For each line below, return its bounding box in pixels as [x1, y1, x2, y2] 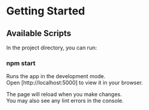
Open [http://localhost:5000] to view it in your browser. [6, 79, 144, 87]
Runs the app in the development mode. [6, 73, 106, 80]
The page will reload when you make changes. [6, 91, 122, 98]
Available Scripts [6, 28, 71, 38]
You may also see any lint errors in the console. [6, 97, 124, 105]
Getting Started [6, 4, 86, 18]
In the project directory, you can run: [6, 44, 97, 51]
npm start [6, 59, 36, 67]
